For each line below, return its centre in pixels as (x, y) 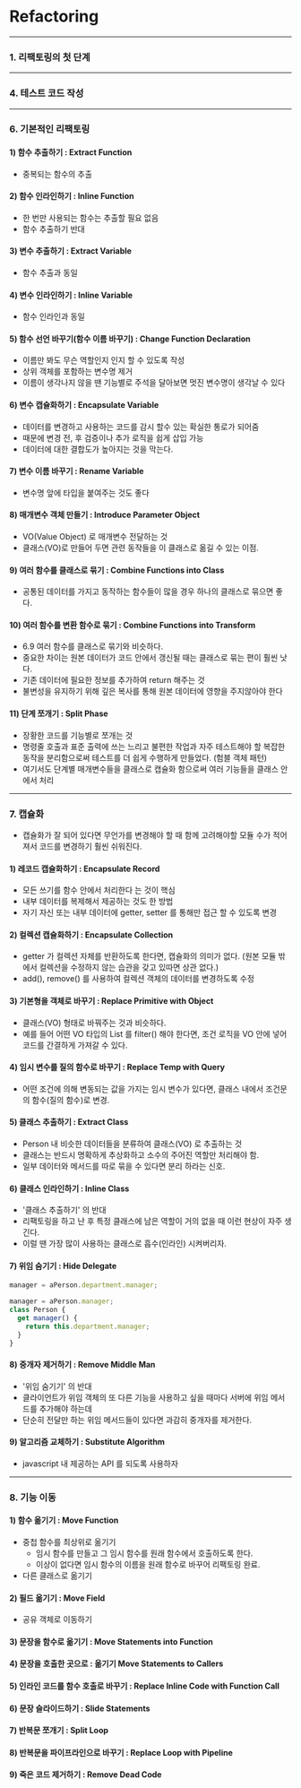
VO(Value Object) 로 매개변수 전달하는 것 (95, 537)
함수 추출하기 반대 (53, 229)
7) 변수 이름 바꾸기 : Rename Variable (77, 471)
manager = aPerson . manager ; (62, 1301)
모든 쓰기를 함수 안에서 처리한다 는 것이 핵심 (99, 890)
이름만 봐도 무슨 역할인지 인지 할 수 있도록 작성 (103, 360)
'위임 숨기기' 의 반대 (57, 1386)
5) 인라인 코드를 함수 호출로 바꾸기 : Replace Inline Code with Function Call (145, 1686)
